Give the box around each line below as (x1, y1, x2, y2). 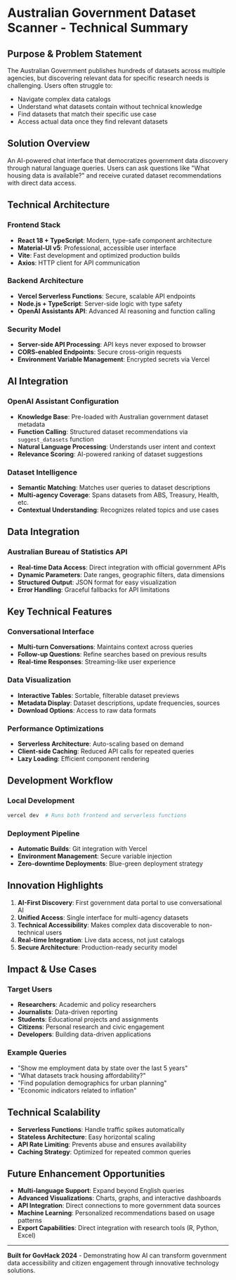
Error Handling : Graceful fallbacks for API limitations (17, 585, 170, 594)
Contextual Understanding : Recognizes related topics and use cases (17, 506, 219, 514)
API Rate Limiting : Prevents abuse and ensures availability (17, 1140, 187, 1149)
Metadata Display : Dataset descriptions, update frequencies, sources (17, 699, 220, 707)
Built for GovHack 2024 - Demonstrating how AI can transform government (7, 1251, 227, 1260)
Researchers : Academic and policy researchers (17, 1001, 157, 1009)
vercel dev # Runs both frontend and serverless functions (7, 812, 188, 819)
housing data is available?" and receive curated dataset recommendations (7, 171, 222, 180)
